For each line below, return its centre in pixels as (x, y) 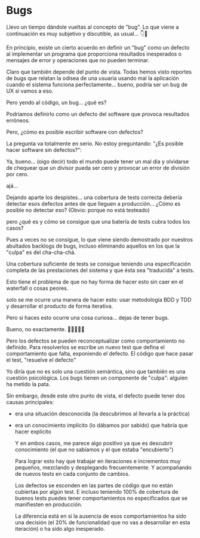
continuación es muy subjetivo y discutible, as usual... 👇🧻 (77, 33)
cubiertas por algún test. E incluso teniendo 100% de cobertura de (96, 491)
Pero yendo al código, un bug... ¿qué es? (56, 102)
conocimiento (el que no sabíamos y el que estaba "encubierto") (94, 450)
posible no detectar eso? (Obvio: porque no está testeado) (78, 210)
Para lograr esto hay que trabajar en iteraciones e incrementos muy (98, 461)
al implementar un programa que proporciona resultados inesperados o (94, 54)
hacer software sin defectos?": (44, 149)
